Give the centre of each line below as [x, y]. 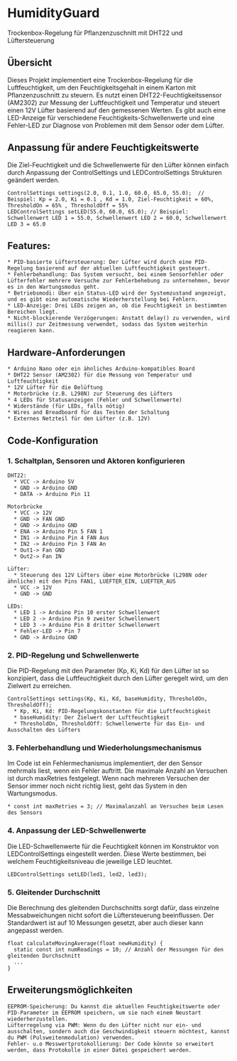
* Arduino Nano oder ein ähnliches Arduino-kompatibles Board [101, 369]
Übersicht [30, 63]
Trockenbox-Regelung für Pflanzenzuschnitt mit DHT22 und [95, 33]
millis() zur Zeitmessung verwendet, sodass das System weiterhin [108, 324]
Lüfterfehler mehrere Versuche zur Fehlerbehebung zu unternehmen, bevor [119, 281]
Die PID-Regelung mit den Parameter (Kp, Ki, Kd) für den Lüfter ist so [108, 671]
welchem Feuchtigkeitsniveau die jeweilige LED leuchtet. [90, 861]
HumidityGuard [54, 13]
